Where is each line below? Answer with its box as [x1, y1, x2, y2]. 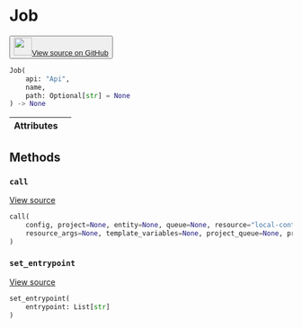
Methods [9, 149, 61, 164]
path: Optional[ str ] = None [25, 91, 130, 100]
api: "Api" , [25, 74, 70, 84]
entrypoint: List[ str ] [25, 302, 111, 311]
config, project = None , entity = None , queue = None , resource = [25, 220, 252, 229]
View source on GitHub [31, 48, 110, 58]
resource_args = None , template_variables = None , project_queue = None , [25, 228, 283, 238]
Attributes [13, 120, 58, 132]
